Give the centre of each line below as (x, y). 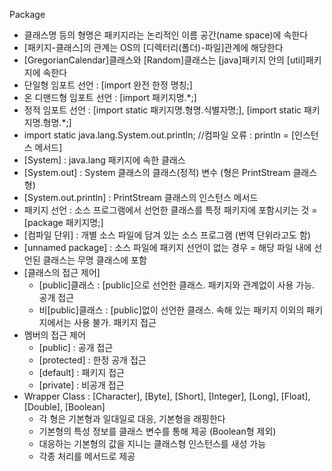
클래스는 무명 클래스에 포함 (94, 260)
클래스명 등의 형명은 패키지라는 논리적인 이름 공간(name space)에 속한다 (166, 35)
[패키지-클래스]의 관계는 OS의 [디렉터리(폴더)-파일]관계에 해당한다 (153, 47)
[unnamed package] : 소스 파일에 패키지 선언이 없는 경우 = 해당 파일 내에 (167, 247)
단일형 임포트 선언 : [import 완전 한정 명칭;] (108, 85)
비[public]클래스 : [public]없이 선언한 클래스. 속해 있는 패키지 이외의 (171, 310)
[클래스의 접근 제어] (62, 272)
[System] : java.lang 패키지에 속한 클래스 (104, 160)
